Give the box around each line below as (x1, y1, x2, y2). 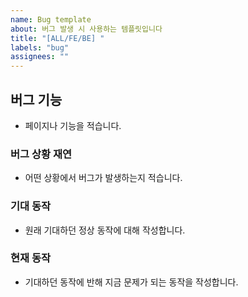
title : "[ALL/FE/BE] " (10, 33, 105, 43)
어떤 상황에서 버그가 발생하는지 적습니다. (24, 172, 183, 184)
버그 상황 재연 (10, 147, 73, 161)
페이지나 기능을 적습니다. (24, 119, 122, 131)
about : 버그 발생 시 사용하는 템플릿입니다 (10, 24, 163, 34)
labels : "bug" (10, 42, 70, 53)
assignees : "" (10, 52, 70, 62)
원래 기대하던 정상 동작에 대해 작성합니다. (24, 224, 186, 236)
